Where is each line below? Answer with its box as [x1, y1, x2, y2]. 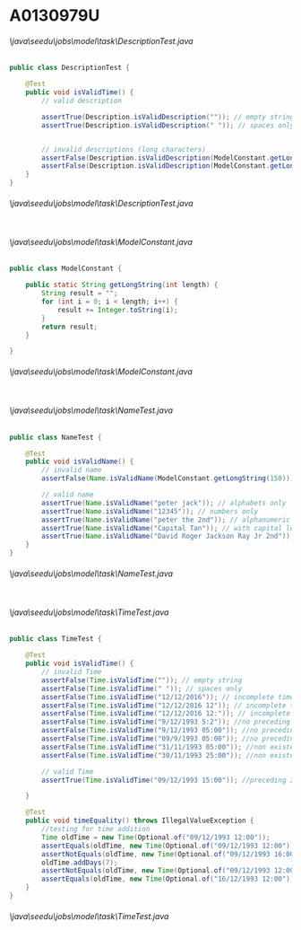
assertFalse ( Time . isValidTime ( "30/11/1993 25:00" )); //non [41, 750, 267, 759]
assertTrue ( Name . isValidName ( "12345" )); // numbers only [41, 506, 258, 516]
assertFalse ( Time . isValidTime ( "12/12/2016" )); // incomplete [41, 692, 275, 701]
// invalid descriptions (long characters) [41, 145, 206, 154]
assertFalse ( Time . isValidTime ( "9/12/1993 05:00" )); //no [41, 726, 258, 735]
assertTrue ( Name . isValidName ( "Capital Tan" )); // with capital [41, 523, 282, 532]
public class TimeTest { [9, 635, 102, 644]
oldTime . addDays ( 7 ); [41, 858, 118, 867]
